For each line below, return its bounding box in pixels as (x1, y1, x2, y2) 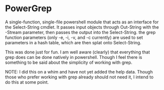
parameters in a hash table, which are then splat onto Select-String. (5, 39, 141, 45)
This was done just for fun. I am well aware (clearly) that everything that (5, 49, 150, 55)
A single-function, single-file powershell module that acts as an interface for (5, 19, 159, 25)
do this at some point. (5, 79, 49, 85)
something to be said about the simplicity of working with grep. (5, 59, 133, 65)
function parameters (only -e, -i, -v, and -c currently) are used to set (5, 35, 143, 40)
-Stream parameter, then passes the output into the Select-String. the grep (5, 29, 156, 35)
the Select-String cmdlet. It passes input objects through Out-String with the (5, 24, 159, 30)
